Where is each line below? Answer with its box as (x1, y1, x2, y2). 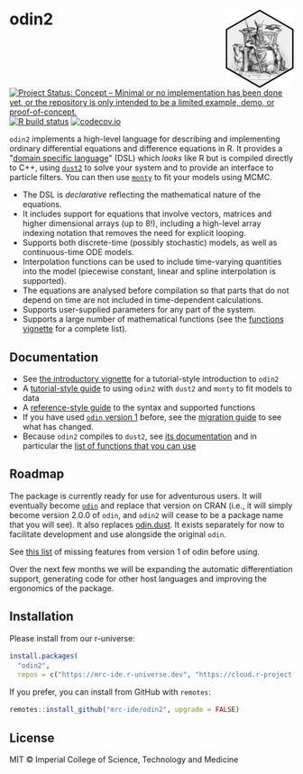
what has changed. (22, 422, 95, 432)
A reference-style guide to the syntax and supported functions (22, 402, 255, 413)
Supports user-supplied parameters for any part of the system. (22, 305, 257, 315)
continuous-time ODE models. (22, 247, 135, 258)
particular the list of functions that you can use (22, 441, 197, 451)
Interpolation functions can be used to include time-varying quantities (22, 257, 282, 268)
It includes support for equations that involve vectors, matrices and (22, 208, 272, 220)
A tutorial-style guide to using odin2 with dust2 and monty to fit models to (22, 383, 293, 394)
